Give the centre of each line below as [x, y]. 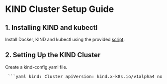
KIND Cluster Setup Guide [60, 9]
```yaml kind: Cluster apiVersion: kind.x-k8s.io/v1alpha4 [81, 76]
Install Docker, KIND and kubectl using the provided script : [65, 39]
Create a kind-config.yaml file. [36, 67]
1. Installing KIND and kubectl [51, 28]
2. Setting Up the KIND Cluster [53, 55]
